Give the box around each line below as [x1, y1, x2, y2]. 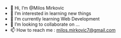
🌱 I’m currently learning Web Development [10, 16, 100, 22]
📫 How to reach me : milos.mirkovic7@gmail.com [10, 27, 116, 33]
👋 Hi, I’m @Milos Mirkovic [10, 5, 64, 11]
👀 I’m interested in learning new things [10, 10, 91, 16]
